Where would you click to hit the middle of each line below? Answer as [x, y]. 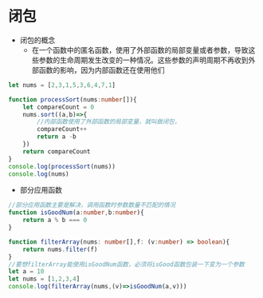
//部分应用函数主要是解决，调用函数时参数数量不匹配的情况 [92, 205]
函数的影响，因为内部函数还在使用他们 [102, 70]
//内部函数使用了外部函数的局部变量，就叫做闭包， [109, 122]
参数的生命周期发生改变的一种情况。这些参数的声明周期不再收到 [143, 60]
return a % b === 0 [55, 221]
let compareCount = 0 [58, 107]
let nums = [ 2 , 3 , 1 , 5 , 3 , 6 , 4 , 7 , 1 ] [62, 85]
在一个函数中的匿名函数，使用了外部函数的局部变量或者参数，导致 [140, 50]
